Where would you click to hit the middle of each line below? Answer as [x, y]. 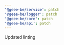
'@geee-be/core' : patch [29, 19]
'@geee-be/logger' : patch [31, 14]
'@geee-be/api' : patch [28, 23]
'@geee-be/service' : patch [32, 10]
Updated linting [20, 37]
